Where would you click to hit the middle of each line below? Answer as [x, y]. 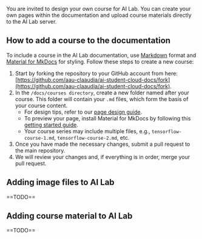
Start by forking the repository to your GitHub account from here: [96, 73]
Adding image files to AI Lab [60, 182]
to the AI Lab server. [32, 21]
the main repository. [40, 150]
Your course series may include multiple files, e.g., [87, 131]
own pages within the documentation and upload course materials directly [99, 15]
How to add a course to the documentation [89, 41]
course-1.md [39, 138]
